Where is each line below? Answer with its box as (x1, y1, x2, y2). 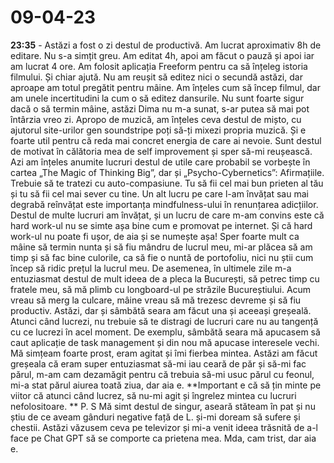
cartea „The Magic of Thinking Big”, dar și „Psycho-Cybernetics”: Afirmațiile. (10, 166, 325, 178)
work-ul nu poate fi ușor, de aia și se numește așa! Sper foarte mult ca (10, 230, 300, 242)
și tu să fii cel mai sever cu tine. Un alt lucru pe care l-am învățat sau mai (10, 187, 309, 200)
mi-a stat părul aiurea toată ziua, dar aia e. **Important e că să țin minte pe (10, 379, 322, 391)
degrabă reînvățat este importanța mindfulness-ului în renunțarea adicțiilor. (10, 198, 319, 210)
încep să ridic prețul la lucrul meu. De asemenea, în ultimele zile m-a (10, 262, 292, 274)
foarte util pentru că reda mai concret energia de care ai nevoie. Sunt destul (10, 134, 322, 146)
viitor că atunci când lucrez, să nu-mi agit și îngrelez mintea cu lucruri (10, 389, 297, 401)
